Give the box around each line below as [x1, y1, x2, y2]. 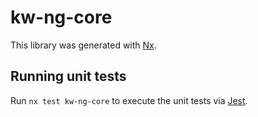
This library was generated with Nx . [10, 39, 157, 51]
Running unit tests [10, 68, 127, 85]
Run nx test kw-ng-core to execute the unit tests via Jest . [10, 94, 248, 106]
